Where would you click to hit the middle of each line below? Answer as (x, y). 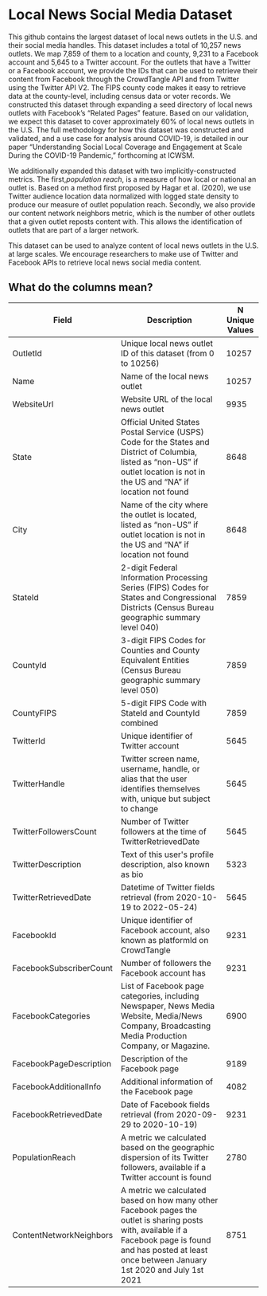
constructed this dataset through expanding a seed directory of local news (130, 104)
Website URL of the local (166, 399)
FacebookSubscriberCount (63, 968)
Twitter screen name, (160, 759)
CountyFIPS (35, 713)
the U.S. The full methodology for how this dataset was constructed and (126, 130)
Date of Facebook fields (165, 1104)
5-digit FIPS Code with (164, 703)
